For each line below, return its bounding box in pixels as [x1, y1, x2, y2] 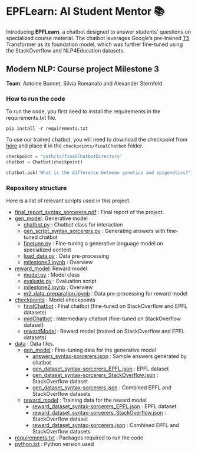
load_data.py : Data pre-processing [23, 252, 110, 260]
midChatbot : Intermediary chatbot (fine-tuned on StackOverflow [23, 315, 181, 322]
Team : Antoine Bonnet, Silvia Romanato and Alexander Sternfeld [6, 80, 163, 87]
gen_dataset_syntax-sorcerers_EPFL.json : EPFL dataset [32, 365, 169, 372]
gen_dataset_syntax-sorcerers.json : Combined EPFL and [32, 384, 172, 391]
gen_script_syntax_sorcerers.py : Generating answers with [23, 227, 166, 234]
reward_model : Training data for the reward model [23, 396, 147, 403]
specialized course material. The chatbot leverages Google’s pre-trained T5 [6, 34, 190, 41]
